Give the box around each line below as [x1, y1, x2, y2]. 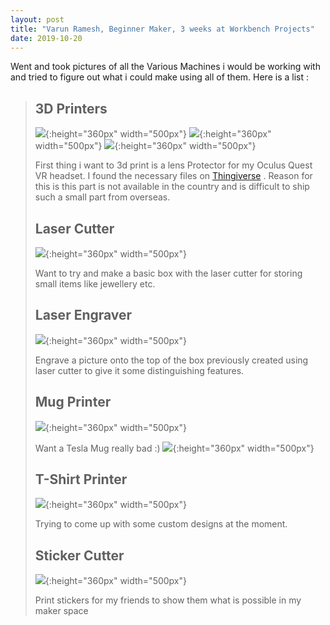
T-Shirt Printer [34, 471, 128, 488]
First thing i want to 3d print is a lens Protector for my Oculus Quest [34, 159, 313, 171]
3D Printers [34, 100, 108, 117]
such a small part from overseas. [34, 191, 171, 203]
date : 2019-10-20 [10, 33, 83, 43]
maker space [34, 605, 89, 617]
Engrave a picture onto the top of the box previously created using [34, 354, 309, 366]
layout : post [10, 14, 65, 25]
